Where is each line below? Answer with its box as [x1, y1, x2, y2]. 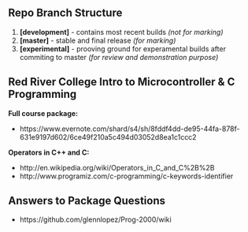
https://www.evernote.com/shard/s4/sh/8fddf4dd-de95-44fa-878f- [19, 124, 240, 133]
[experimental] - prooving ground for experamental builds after [19, 43, 227, 54]
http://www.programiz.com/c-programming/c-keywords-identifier [19, 171, 234, 181]
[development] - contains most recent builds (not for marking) [19, 27, 224, 36]
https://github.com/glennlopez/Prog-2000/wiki [19, 215, 172, 224]
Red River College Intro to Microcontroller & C [8, 75, 235, 89]
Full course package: [8, 108, 79, 118]
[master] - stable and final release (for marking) [19, 36, 176, 45]
